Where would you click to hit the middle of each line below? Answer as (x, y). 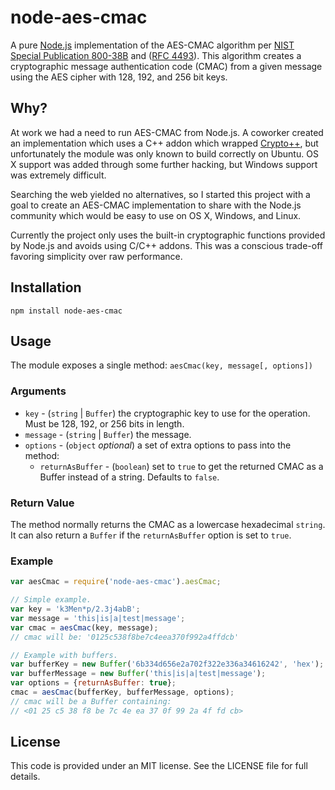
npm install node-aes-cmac (66, 311)
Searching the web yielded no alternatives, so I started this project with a (160, 194)
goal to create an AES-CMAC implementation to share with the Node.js (156, 205)
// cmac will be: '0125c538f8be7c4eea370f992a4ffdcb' (125, 637)
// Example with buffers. (64, 655)
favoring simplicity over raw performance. (96, 256)
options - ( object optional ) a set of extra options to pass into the (158, 445)
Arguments (38, 391)
